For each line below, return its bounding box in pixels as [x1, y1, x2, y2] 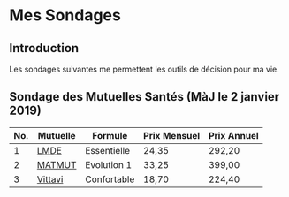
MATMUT [36, 158, 77, 170]
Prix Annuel [208, 129, 259, 141]
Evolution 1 [85, 158, 133, 170]
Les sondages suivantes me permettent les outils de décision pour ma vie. [9, 64, 280, 74]
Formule [92, 129, 128, 141]
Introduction [9, 41, 80, 56]
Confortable [85, 173, 135, 186]
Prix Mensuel [142, 129, 201, 141]
